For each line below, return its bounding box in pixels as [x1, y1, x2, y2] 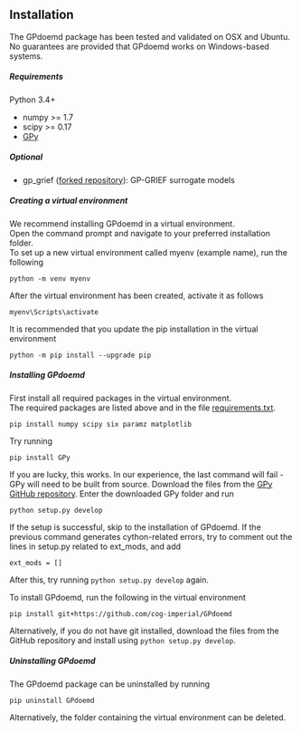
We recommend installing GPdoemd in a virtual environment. [9, 217, 235, 229]
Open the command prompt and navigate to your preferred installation [9, 227, 271, 238]
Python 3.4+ [9, 94, 56, 105]
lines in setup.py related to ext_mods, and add [9, 541, 182, 552]
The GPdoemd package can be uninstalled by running [9, 679, 211, 689]
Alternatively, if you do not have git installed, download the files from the [9, 625, 279, 636]
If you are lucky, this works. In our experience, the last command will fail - [9, 468, 285, 479]
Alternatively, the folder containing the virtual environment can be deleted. [9, 711, 287, 723]
